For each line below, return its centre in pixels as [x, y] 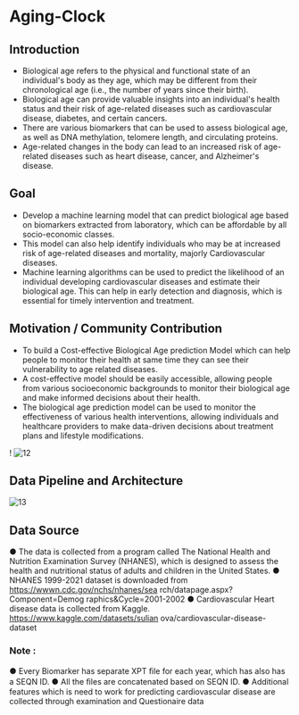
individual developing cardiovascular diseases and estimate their [141, 281]
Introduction [45, 50]
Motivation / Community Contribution [116, 329]
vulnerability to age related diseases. [90, 369]
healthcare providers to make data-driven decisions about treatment [148, 426]
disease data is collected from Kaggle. [79, 609]
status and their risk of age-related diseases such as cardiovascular [147, 108]
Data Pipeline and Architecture [96, 481]
